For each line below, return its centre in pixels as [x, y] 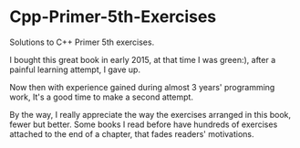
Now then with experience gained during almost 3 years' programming [142, 87]
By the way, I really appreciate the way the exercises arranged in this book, [150, 114]
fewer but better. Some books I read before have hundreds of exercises [144, 124]
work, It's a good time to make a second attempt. [102, 97]
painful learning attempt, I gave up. [75, 69]
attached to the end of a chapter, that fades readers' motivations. [132, 133]
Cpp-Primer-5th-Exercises [113, 17]
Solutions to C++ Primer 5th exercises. [82, 42]
